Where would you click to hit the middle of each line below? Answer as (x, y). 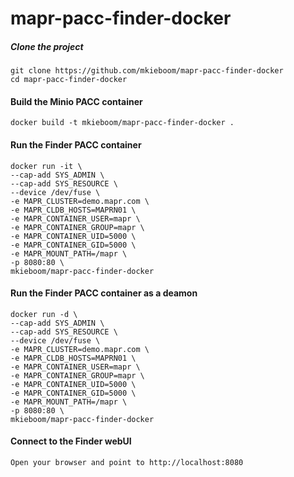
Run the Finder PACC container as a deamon (104, 293)
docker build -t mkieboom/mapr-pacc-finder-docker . (122, 123)
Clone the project (47, 46)
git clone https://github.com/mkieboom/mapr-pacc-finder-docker (147, 71)
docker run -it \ (46, 166)
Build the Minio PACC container (76, 101)
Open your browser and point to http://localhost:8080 (127, 462)
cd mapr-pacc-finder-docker (69, 80)
